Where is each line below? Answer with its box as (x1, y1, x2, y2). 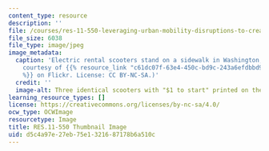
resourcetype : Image (8, 116, 78, 124)
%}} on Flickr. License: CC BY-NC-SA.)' (22, 71, 159, 79)
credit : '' (15, 78, 52, 86)
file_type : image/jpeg (8, 42, 84, 50)
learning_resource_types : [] (8, 93, 106, 101)
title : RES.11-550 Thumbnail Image (8, 123, 127, 131)
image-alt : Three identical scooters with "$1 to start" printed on (15, 85, 249, 94)
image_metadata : (8, 49, 62, 57)
